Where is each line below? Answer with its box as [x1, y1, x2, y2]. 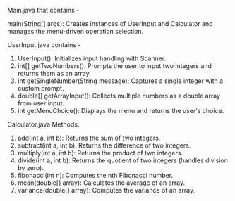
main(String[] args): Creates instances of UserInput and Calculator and [7, 20, 213, 27]
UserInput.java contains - [7, 41, 81, 48]
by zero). [17, 164, 44, 171]
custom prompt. [17, 84, 64, 92]
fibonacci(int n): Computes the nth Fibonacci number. [17, 171, 174, 179]
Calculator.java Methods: [7, 120, 80, 129]
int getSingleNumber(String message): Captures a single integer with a [17, 77, 224, 85]
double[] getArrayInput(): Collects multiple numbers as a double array [17, 91, 221, 100]
